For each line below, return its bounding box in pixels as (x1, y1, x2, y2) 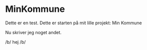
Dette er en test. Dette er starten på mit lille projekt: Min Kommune (5, 20, 142, 26)
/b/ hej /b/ (5, 39, 26, 45)
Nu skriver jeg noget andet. (5, 29, 62, 35)
